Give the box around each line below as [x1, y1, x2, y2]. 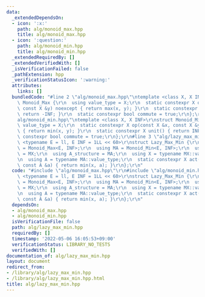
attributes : [12, 83, 43, 89]
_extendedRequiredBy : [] [12, 54, 75, 60]
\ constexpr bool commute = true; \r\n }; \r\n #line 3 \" [17, 134, 160, 140]
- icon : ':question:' [12, 37, 67, 43]
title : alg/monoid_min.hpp [17, 49, 86, 55]
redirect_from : [6, 264, 45, 270]
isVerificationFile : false [12, 219, 81, 225]
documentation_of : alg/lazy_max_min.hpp [6, 252, 111, 259]
